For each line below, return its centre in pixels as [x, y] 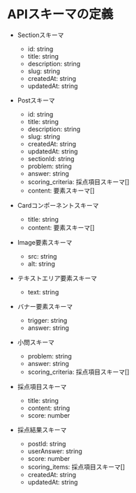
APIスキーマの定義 [60, 14]
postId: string [47, 443]
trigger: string [47, 320]
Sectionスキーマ [40, 35]
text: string [43, 292]
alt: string [41, 264]
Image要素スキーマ [45, 242]
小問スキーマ [36, 342]
